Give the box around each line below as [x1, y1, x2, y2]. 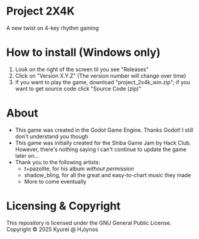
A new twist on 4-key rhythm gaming [6, 24, 99, 32]
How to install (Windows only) [6, 45, 161, 59]
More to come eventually [24, 178, 87, 185]
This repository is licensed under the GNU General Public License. [6, 219, 172, 226]
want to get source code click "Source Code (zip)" [15, 85, 141, 92]
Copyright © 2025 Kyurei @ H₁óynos [6, 226, 98, 233]
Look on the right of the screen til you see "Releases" [15, 66, 149, 73]
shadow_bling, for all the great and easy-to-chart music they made [24, 171, 191, 178]
